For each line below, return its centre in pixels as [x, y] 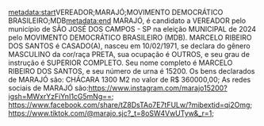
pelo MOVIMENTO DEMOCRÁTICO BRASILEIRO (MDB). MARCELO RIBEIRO [130, 37]
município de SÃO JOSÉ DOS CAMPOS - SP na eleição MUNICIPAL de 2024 [132, 29]
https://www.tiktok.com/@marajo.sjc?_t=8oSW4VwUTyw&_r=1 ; [111, 113]
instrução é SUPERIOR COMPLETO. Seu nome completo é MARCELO [121, 63]
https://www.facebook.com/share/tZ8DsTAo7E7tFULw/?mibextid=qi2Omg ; [130, 105]
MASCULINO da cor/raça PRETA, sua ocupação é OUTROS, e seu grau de [129, 54]
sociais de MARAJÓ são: [48, 88]
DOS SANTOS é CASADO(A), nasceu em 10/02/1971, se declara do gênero [130, 46]
